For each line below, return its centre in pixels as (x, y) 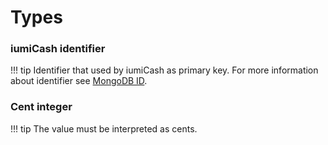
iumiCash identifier (58, 49)
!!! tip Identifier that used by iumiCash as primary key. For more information (164, 70)
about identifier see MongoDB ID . (79, 81)
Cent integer (41, 107)
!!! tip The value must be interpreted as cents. (104, 128)
